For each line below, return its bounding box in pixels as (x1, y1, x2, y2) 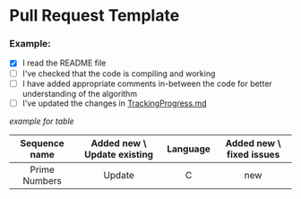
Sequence (20, 136, 64, 149)
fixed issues (227, 148, 280, 160)
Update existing (83, 148, 154, 160)
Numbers (22, 174, 63, 186)
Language (167, 143, 211, 155)
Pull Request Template (9, 5, 180, 26)
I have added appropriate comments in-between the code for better (21, 78, 273, 89)
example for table (9, 116, 74, 126)
